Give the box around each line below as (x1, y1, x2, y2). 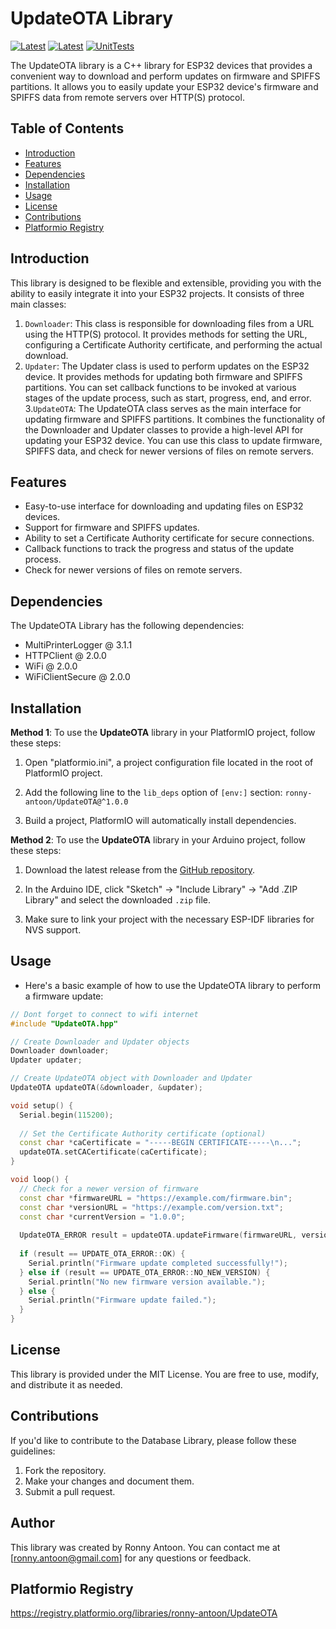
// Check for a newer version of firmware (19, 1183, 199, 1194)
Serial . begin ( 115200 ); (19, 1110, 114, 1120)
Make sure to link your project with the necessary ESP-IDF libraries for (24, 913, 315, 925)
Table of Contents (10, 120, 125, 137)
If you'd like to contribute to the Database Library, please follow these (10, 1434, 297, 1446)
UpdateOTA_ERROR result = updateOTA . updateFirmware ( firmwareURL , (19, 1230, 298, 1241)
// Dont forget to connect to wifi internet (10, 1009, 199, 1019)
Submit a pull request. (24, 1485, 116, 1497)
